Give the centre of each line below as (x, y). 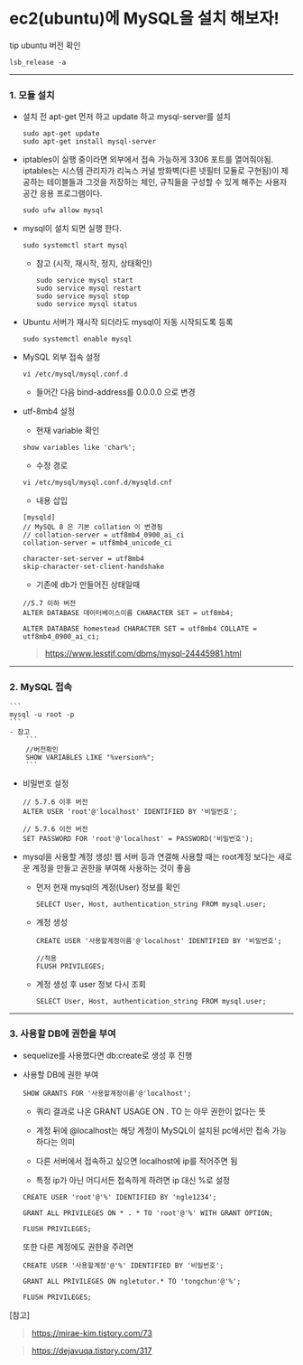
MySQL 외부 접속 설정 (61, 357)
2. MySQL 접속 (41, 687)
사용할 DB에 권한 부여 (60, 1074)
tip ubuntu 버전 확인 (45, 45)
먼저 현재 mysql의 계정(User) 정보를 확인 (108, 887)
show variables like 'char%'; (79, 448)
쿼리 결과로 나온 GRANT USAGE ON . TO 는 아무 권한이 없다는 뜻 (151, 1111)
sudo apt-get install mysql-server (89, 142)
